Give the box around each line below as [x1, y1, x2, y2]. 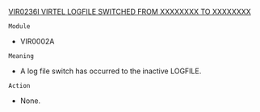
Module [8, 23, 31, 31]
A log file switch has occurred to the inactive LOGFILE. [19, 66, 202, 76]
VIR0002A [19, 36, 55, 46]
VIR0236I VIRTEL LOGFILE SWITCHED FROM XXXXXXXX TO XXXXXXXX [8, 7, 252, 16]
